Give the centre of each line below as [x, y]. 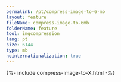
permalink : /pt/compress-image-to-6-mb [56, 12]
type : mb [17, 51]
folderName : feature [32, 28]
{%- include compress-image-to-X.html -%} [61, 72]
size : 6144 [20, 45]
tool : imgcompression [33, 34]
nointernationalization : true [44, 56]
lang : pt [17, 39]
